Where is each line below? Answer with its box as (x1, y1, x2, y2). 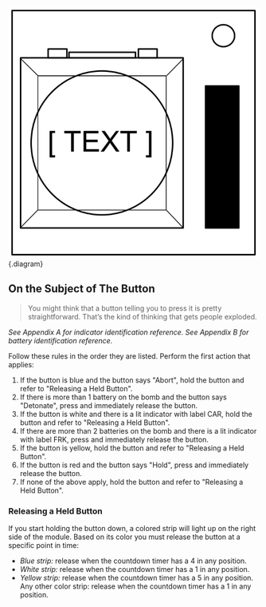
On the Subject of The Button (8, 282, 155, 296)
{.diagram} (8, 259, 44, 268)
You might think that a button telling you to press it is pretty (27, 303, 222, 313)
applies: (8, 359, 34, 369)
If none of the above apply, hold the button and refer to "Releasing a (19, 477, 244, 486)
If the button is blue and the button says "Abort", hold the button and (19, 375, 244, 385)
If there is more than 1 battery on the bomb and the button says (19, 392, 227, 402)
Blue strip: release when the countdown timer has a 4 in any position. (19, 556, 247, 565)
